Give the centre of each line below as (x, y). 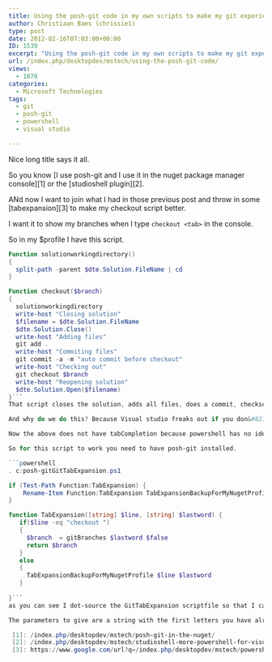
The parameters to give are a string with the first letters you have (130, 620)
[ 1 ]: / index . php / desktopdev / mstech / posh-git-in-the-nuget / (114, 635)
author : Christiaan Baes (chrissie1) (72, 24)
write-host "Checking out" (61, 367)
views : (19, 69)
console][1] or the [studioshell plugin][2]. (76, 183)
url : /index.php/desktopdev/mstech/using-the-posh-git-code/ (114, 62)
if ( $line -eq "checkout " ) (65, 523)
